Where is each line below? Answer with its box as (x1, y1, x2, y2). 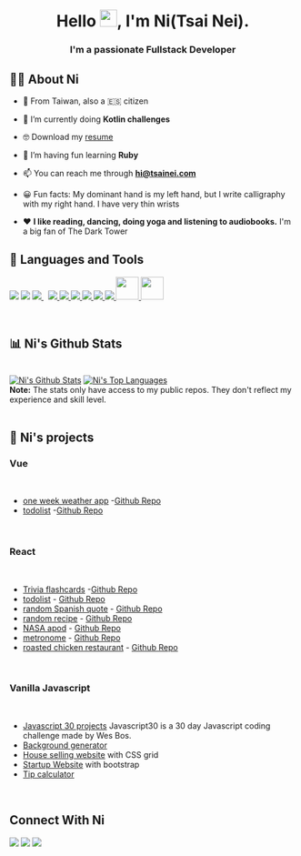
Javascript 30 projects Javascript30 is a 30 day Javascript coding (22, 720, 271, 731)
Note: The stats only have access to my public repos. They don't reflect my (9, 384, 293, 395)
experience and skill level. (9, 394, 106, 405)
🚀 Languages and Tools (9, 252, 145, 267)
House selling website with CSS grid (22, 749, 159, 760)
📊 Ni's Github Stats (9, 337, 123, 352)
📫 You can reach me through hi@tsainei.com (22, 167, 196, 178)
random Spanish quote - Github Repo (22, 603, 163, 614)
